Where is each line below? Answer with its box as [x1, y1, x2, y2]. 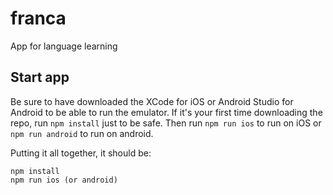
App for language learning [10, 40, 118, 52]
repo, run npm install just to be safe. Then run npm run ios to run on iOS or [10, 117, 322, 129]
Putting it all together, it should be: [10, 147, 152, 159]
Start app [10, 69, 70, 86]
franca [10, 7, 67, 30]
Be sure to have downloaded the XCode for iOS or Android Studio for [10, 95, 294, 107]
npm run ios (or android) [10, 175, 118, 185]
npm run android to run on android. [10, 127, 154, 139]
